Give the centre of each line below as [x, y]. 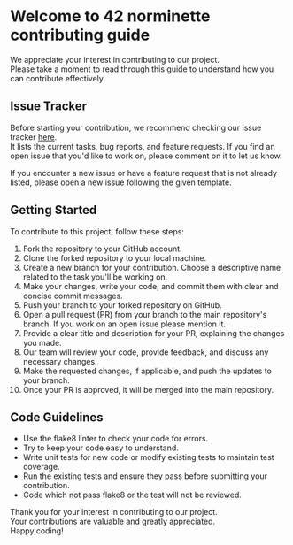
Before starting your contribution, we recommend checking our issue [136, 127]
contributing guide [80, 35]
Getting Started [54, 210]
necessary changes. [60, 361]
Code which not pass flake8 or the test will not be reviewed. [132, 495]
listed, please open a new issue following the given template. [121, 182]
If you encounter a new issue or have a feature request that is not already [144, 173]
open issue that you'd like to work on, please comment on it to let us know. [146, 156]
